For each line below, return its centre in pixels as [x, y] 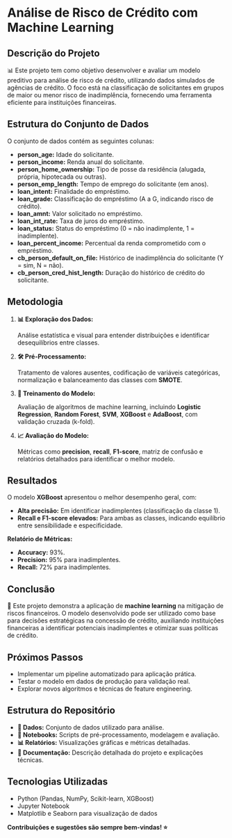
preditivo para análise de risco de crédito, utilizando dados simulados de [111, 80]
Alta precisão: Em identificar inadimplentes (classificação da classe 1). [119, 511]
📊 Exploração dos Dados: [55, 319]
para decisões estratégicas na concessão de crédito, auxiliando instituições [116, 621]
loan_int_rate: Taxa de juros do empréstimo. [81, 221]
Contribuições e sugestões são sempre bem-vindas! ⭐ [88, 827]
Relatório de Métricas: [40, 539]
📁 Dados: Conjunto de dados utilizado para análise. [91, 727]
